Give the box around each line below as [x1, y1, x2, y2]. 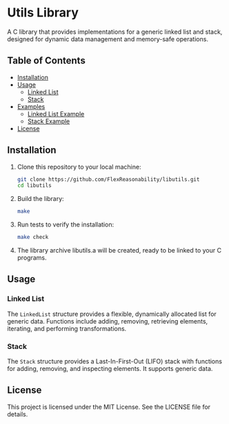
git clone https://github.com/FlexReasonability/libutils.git [17, 176, 200, 183]
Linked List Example [27, 109, 85, 118]
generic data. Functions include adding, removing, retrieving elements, [7, 317, 208, 325]
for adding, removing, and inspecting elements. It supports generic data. [7, 365, 213, 373]
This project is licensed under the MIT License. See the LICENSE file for [7, 403, 211, 411]
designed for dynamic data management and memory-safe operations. [7, 34, 209, 43]
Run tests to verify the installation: [17, 220, 114, 229]
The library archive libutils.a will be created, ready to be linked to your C [17, 246, 222, 255]
